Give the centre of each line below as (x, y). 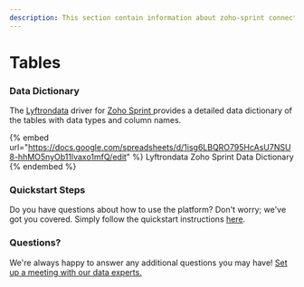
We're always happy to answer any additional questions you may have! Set (148, 263)
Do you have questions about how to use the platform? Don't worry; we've (148, 210)
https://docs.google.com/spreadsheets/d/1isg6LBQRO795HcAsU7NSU (159, 148)
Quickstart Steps (47, 190)
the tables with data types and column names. (95, 120)
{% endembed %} (43, 167)
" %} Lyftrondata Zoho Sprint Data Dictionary (210, 157)
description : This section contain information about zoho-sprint (137, 18)
